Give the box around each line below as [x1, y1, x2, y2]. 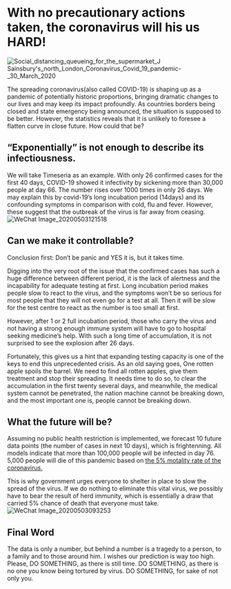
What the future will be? [7, 416, 112, 427]
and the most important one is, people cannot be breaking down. [7, 396, 192, 405]
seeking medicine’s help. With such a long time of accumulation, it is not [7, 331, 212, 340]
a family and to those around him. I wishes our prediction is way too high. [7, 552, 215, 561]
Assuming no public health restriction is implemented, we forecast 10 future [7, 434, 222, 443]
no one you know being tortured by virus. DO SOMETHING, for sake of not [7, 567, 219, 575]
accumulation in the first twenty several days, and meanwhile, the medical [7, 381, 218, 389]
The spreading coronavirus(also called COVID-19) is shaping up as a [7, 85, 201, 93]
